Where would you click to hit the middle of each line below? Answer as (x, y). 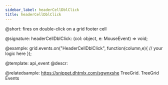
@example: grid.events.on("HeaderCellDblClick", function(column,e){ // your (84, 48)
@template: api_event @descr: (37, 63)
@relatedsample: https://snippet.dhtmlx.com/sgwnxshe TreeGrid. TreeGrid (82, 72)
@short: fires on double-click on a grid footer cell (56, 28)
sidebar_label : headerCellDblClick (42, 10)
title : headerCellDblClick (33, 14)
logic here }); (18, 53)
